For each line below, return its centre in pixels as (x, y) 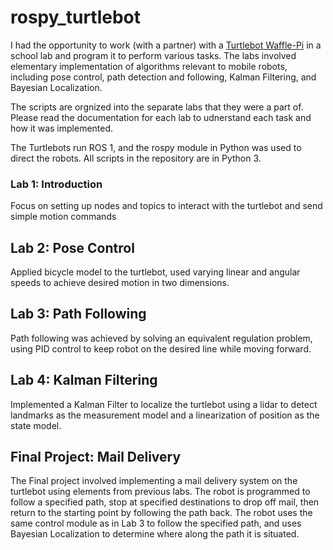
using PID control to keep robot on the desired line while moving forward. (161, 348)
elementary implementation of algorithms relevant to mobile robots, (149, 66)
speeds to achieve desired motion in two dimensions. (120, 283)
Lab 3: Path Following (78, 314)
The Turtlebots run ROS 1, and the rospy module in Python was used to (156, 147)
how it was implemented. (62, 128)
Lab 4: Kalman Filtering (84, 380)
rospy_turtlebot (75, 17)
